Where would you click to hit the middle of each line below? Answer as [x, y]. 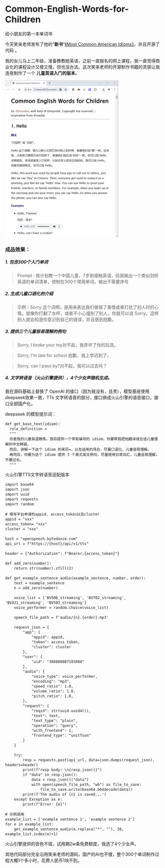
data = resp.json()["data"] [60, 780]
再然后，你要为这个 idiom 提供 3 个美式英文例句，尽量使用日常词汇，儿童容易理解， [84, 455]
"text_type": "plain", [55, 721]
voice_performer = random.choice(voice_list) [61, 608]
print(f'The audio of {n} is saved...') [65, 794]
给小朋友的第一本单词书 [29, 33]
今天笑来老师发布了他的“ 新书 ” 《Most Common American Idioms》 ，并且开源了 [82, 44]
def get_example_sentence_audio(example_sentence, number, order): [76, 578]
